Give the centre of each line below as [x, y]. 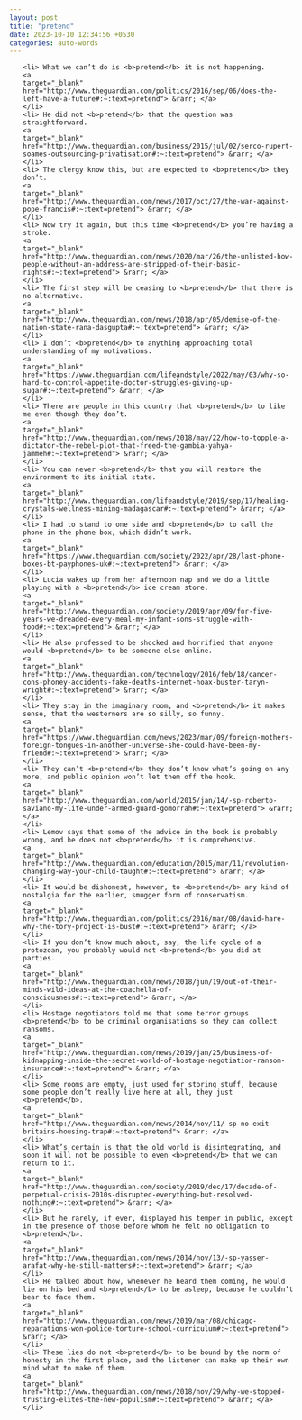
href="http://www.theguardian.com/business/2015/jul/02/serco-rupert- [158, 146]
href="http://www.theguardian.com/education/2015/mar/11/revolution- [156, 864]
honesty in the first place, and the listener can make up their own [156, 1361]
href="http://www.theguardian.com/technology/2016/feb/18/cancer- [150, 675]
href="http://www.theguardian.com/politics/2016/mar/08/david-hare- [154, 919]
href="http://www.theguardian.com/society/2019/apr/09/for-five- [147, 612]
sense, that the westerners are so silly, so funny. [124, 714]
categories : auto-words [54, 43]
